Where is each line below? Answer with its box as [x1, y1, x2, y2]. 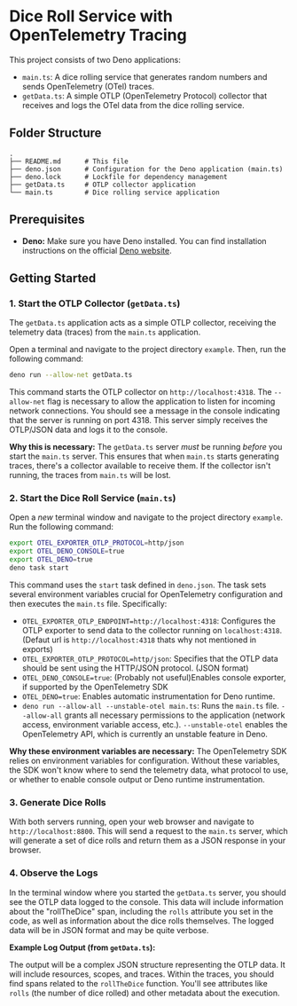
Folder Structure [9, 126, 102, 141]
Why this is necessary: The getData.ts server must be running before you [9, 442, 283, 452]
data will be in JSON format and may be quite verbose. [9, 924, 209, 935]
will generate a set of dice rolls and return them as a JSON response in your [9, 836, 286, 846]
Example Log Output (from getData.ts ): [9, 942, 156, 953]
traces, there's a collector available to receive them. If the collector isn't [9, 460, 271, 471]
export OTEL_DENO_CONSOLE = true [9, 547, 125, 556]
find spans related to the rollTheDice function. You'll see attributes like [9, 978, 268, 988]
